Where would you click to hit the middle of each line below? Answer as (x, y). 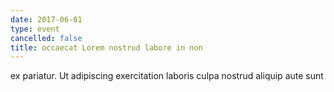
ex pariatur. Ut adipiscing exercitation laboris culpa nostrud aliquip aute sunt (167, 76)
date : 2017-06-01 (46, 19)
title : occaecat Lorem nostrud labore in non (106, 47)
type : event (35, 29)
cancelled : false (46, 38)
